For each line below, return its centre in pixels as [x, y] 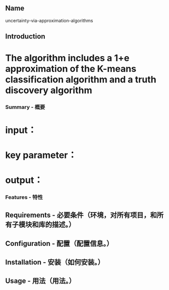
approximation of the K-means [71, 69]
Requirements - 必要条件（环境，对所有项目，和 [81, 215]
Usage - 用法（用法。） [41, 281]
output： [24, 180]
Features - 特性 [24, 197]
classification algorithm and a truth [81, 80]
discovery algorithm [49, 90]
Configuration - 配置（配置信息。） [59, 243]
